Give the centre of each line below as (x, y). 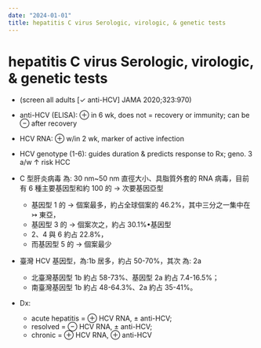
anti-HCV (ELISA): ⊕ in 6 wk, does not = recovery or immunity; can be (134, 115)
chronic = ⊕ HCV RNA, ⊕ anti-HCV (92, 335)
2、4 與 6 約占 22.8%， (69, 234)
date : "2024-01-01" (40, 15)
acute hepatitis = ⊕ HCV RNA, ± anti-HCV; (101, 318)
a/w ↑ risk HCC (45, 163)
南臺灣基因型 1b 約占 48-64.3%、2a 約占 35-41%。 (114, 288)
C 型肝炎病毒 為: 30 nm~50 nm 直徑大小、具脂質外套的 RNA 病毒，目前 (134, 178)
